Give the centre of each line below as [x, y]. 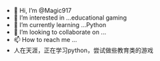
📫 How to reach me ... [45, 40]
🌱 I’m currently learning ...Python [60, 25]
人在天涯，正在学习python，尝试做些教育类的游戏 [83, 50]
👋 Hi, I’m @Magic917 [42, 11]
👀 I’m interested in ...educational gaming [70, 18]
